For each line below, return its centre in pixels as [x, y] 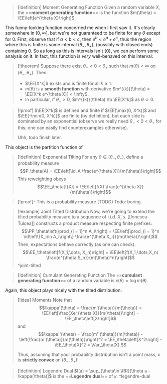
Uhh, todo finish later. [40, 137]
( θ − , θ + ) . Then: [32, 73]
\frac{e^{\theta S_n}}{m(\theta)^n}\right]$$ [90, 258]
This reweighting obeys [42, 179]
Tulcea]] [26, 223]
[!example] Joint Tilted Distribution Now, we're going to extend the [86, 212]
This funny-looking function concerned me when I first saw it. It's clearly [80, 28]
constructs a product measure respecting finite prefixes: [94, 223]
